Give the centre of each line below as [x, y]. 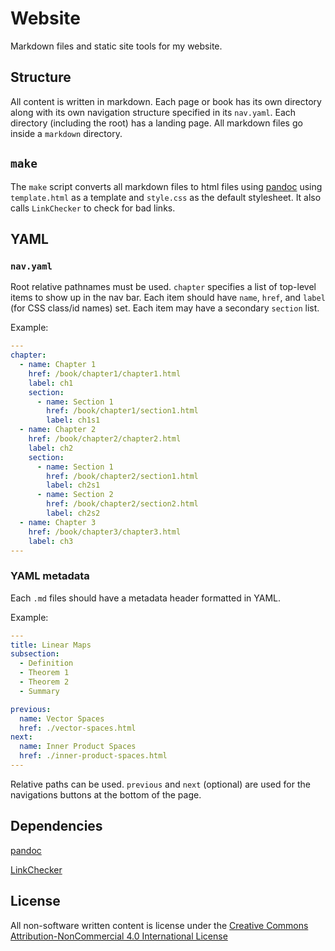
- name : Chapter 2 [58, 430]
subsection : [35, 654]
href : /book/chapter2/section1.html [122, 476]
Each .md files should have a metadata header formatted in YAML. [146, 598]
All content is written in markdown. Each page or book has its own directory [166, 101]
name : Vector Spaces [62, 718]
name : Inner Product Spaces [78, 747]
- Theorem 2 [44, 682]
